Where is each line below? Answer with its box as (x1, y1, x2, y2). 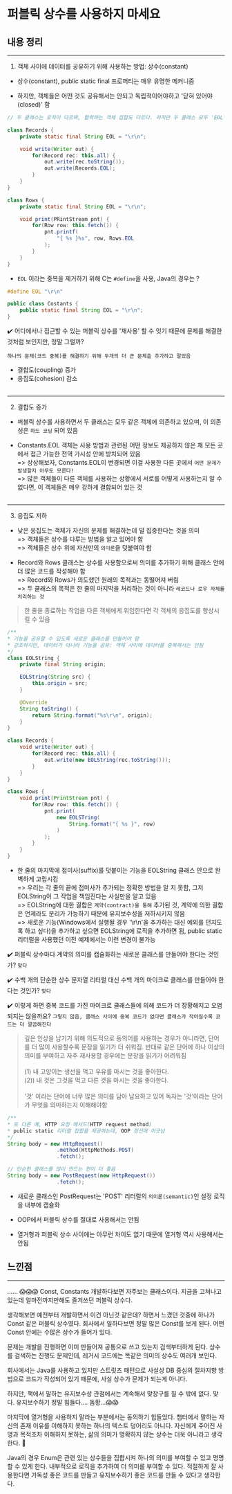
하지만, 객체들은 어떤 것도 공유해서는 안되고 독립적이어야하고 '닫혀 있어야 (17, 91, 213, 100)
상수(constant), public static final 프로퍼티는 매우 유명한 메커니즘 (17, 77, 195, 85)
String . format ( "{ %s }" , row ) (68, 820, 156, 828)
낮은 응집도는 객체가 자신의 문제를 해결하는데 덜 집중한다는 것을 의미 (17, 526, 200, 534)
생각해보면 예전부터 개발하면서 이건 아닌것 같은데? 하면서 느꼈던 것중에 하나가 (7, 1310, 215, 1319)
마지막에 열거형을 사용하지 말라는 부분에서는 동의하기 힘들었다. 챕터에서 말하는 (7, 1412, 217, 1421)
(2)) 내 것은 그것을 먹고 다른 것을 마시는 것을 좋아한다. (23, 1076, 169, 1084)
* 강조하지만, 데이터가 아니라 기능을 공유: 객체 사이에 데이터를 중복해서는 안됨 (7, 641, 204, 648)
